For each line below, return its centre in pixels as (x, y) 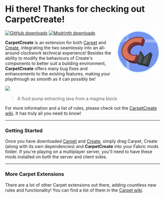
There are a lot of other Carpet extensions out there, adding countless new (81, 185)
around (12, 53)
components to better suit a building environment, (56, 63)
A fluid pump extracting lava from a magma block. (68, 99)
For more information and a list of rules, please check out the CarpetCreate (81, 108)
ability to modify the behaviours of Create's (49, 58)
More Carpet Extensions (35, 174)
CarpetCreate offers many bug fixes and (46, 68)
